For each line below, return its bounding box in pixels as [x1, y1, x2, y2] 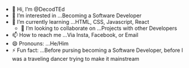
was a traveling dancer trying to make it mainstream [11, 55, 140, 62]
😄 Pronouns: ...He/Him [11, 40, 69, 47]
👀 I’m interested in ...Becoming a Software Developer [11, 12, 142, 19]
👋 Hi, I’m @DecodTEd [11, 6, 65, 13]
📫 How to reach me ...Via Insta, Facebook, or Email [11, 32, 139, 38]
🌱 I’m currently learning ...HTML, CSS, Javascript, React [11, 18, 150, 25]
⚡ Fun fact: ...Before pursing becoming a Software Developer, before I [11, 47, 184, 54]
